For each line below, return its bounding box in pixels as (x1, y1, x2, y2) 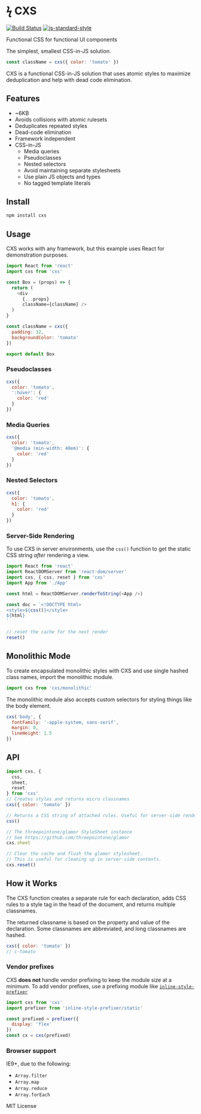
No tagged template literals (23, 179, 91, 187)
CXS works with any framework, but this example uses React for (6, 245, 165, 252)
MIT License (6, 1103, 37, 1110)
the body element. (6, 702, 51, 709)
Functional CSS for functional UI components (6, 36, 118, 43)
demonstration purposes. (6, 251, 69, 258)
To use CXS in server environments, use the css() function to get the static (6, 545, 191, 553)
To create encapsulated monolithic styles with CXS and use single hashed (6, 667, 188, 674)
